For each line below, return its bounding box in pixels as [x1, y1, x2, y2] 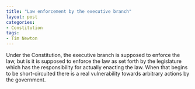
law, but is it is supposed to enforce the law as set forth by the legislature [6, 58, 182, 65]
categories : [6, 19, 35, 25]
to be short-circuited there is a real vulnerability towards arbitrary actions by [6, 70, 190, 77]
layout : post [6, 14, 38, 20]
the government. [6, 76, 46, 83]
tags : [6, 30, 19, 36]
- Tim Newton [6, 35, 38, 41]
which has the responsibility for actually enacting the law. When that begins [6, 64, 188, 70]
